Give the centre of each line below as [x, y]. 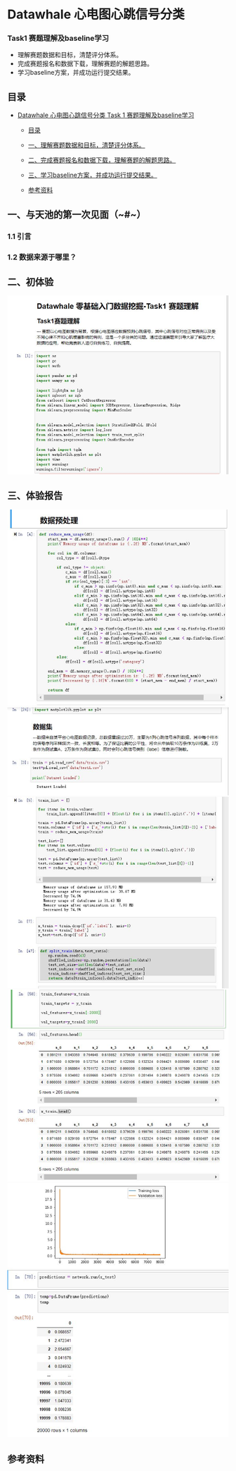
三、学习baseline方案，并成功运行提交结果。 [92, 175]
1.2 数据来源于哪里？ [42, 257]
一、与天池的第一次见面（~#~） [77, 215]
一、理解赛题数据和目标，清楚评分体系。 [86, 145]
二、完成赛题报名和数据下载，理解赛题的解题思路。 [102, 160]
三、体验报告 [35, 496]
